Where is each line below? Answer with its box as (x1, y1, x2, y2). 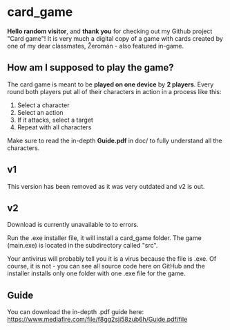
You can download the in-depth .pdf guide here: (7, 308, 144, 316)
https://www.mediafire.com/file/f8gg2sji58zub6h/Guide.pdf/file (7, 315, 188, 324)
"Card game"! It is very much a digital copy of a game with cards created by (7, 34, 223, 42)
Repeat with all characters (17, 122, 92, 131)
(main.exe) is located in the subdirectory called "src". (7, 241, 158, 250)
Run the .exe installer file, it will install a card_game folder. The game (7, 234, 202, 242)
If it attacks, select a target (17, 116, 93, 124)
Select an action (17, 108, 64, 116)
